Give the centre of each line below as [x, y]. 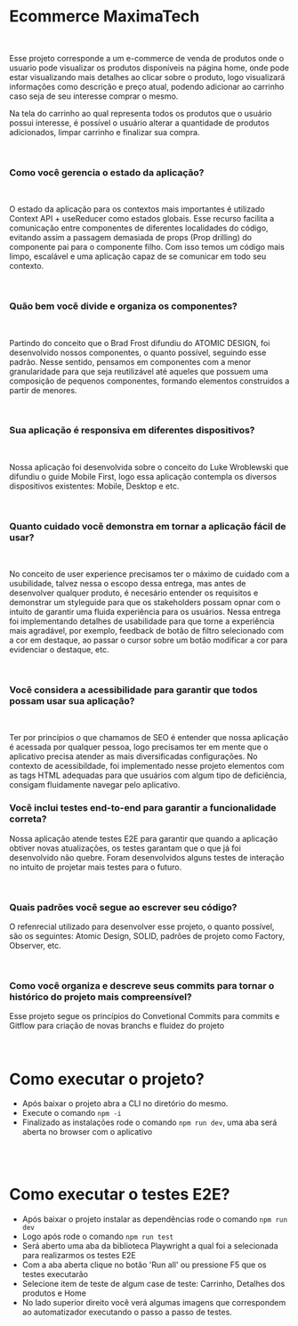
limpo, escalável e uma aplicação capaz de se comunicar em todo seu [138, 256]
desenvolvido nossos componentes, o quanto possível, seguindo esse [138, 352]
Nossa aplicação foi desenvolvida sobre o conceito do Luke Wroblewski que [149, 467]
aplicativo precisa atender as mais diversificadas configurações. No [133, 756]
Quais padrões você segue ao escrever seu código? [123, 907]
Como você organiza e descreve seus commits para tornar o [142, 985]
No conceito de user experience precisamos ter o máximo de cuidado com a [149, 574]
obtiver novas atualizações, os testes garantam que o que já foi [125, 848]
